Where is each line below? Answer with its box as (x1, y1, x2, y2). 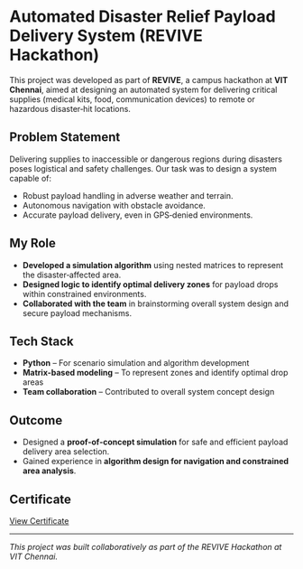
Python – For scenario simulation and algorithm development (22, 358, 250, 368)
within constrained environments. (22, 288, 147, 299)
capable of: (9, 173, 52, 183)
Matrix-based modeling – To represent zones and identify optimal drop (22, 368, 289, 378)
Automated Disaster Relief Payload (9, 6, 277, 27)
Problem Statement (9, 129, 121, 145)
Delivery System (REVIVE (9, 25, 203, 46)
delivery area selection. (22, 446, 110, 457)
